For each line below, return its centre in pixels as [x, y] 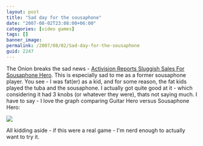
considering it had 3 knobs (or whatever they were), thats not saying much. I [102, 94]
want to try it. [23, 136]
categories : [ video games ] [40, 29]
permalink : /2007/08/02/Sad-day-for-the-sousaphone [73, 46]
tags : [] [17, 35]
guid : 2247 [20, 51]
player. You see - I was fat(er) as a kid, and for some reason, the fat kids [97, 81]
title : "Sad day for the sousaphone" [54, 18]
